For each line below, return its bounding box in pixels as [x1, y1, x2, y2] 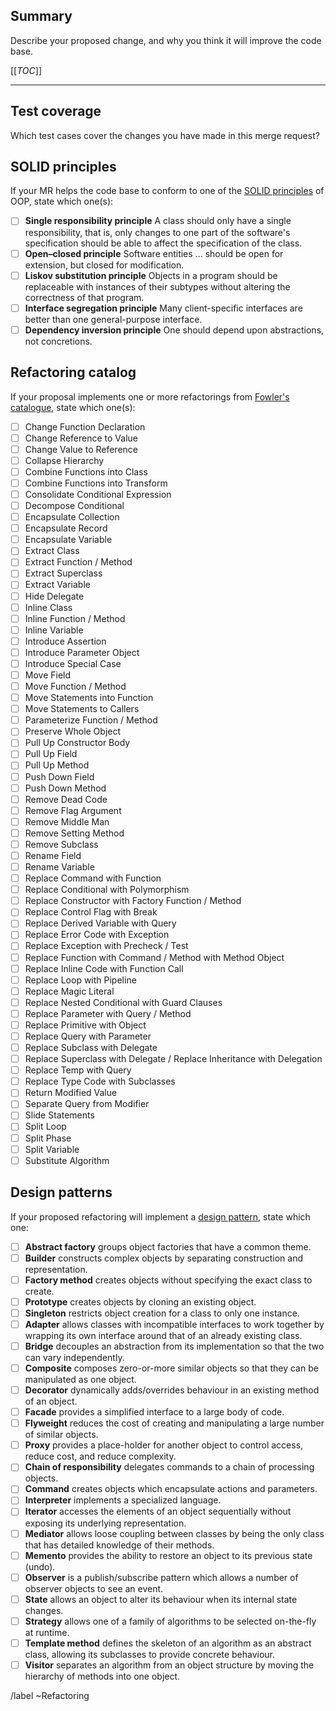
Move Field [24, 669, 72, 681]
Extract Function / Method [24, 556, 133, 568]
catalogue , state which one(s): [10, 401, 136, 413]
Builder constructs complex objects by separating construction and [24, 1252, 304, 1264]
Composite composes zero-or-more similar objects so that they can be [24, 1362, 319, 1374]
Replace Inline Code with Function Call [24, 962, 184, 974]
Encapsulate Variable [24, 534, 113, 546]
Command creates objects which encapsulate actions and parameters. [24, 1483, 318, 1495]
